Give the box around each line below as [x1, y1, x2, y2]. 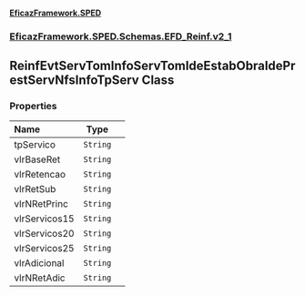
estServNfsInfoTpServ [9, 72, 139, 87]
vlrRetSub [14, 183, 56, 196]
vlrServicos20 [14, 228, 75, 240]
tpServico [14, 138, 56, 151]
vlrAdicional [14, 257, 65, 270]
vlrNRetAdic [14, 271, 66, 284]
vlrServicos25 [14, 242, 75, 255]
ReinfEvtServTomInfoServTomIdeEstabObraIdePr [9, 57, 296, 73]
